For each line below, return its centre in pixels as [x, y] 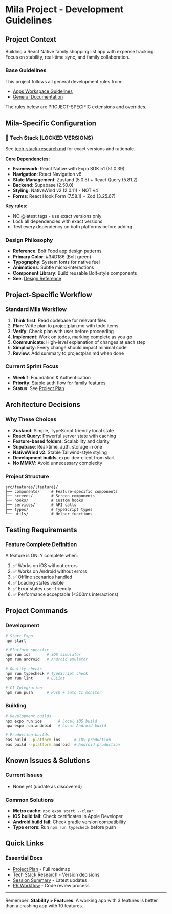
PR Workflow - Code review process [51, 885]
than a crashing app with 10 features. [44, 906]
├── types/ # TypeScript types [49, 510]
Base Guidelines [26, 70]
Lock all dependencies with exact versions [58, 221]
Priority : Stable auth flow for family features [59, 383]
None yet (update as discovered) [47, 786]
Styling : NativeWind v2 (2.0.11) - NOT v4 [55, 190]
